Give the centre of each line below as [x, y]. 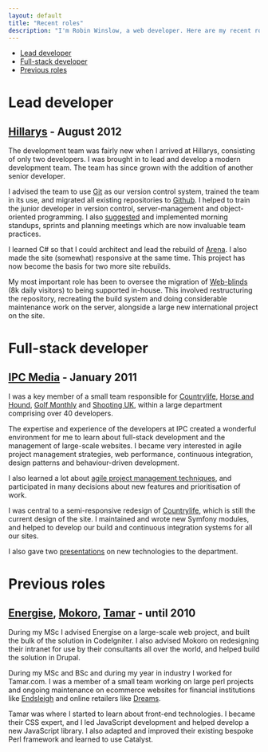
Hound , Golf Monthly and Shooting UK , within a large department [115, 405]
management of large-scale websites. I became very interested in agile [125, 446]
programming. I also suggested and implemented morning [133, 217]
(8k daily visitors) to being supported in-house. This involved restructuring [130, 290]
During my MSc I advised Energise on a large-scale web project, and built [129, 632]
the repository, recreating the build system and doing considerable [118, 299]
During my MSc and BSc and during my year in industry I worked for [120, 673]
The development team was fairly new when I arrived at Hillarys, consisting [132, 151]
